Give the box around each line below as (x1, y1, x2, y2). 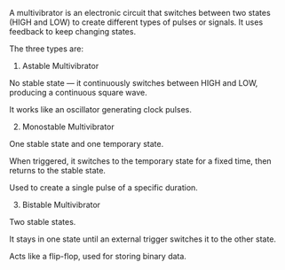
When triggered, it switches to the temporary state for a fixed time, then (9, 156, 273, 166)
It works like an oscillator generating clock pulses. (9, 104, 193, 114)
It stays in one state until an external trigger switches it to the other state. (9, 234, 277, 244)
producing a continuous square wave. (9, 88, 148, 97)
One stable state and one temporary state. (9, 139, 164, 149)
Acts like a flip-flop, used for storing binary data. (9, 251, 186, 261)
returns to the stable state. (9, 166, 107, 175)
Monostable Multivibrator (21, 121, 115, 132)
